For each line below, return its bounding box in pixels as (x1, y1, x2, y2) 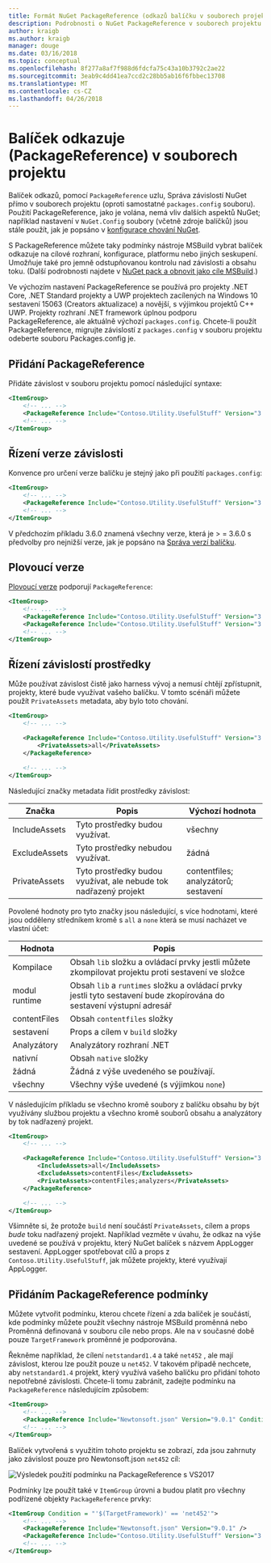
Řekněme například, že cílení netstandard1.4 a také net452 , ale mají (8, 1350, 234, 1360)
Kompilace (12, 961, 52, 972)
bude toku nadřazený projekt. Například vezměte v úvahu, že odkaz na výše (8, 1230, 261, 1239)
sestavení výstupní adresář (69, 1000, 172, 1011)
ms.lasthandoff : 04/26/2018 (8, 95, 103, 103)
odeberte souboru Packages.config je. (8, 333, 136, 344)
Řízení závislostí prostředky (8, 658, 152, 671)
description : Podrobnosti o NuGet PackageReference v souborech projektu (8, 19, 262, 28)
